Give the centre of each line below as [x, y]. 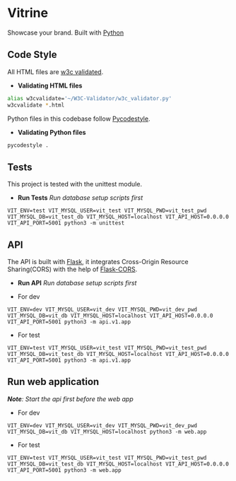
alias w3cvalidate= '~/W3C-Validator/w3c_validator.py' [90, 98]
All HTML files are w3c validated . [55, 71]
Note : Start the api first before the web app [71, 399]
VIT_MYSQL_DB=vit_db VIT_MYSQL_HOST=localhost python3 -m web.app [107, 432]
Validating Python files [52, 132]
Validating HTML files [50, 85]
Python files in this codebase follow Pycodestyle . [79, 119]
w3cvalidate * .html [36, 105]
